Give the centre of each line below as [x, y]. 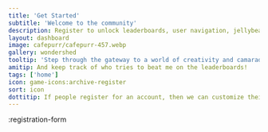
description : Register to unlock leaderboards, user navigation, [119, 30]
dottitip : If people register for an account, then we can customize [126, 97]
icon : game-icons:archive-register [67, 82]
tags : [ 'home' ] [33, 75]
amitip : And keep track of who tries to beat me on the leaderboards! [128, 68]
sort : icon [26, 89]
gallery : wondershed [43, 52]
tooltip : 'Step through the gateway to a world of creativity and [121, 60]
